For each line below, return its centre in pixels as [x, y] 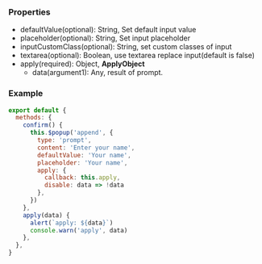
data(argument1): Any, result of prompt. [98, 73]
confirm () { [43, 125]
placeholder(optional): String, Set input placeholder [105, 38]
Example [26, 94]
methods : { [34, 118]
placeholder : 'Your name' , [83, 163]
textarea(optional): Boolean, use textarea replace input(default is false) [137, 56]
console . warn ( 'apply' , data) [79, 230]
